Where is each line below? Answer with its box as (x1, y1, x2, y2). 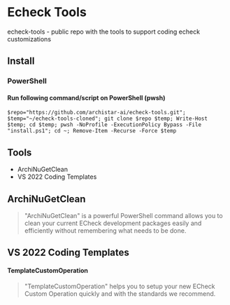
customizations (7, 34, 51, 43)
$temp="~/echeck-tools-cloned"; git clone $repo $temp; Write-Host (7, 115, 208, 123)
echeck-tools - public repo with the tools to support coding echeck (7, 27, 201, 36)
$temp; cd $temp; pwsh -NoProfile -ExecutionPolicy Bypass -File (7, 121, 201, 128)
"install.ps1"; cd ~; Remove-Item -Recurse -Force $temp (7, 128, 177, 135)
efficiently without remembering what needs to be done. (24, 226, 187, 235)
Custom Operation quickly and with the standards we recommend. (24, 289, 216, 298)
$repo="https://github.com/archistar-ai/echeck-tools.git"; (7, 109, 187, 116)
